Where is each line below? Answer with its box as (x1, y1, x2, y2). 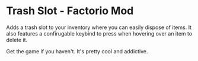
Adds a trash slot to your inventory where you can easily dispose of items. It (6, 24, 191, 31)
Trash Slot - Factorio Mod (6, 4, 134, 18)
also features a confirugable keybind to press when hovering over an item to (6, 30, 193, 37)
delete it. (6, 36, 28, 43)
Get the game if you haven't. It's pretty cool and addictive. (6, 47, 148, 54)
